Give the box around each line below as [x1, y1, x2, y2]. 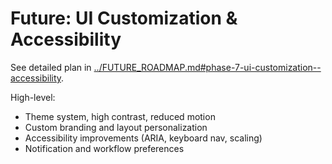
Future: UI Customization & [10, 7, 238, 30]
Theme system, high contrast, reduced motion [24, 110, 216, 122]
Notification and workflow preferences [24, 142, 185, 154]
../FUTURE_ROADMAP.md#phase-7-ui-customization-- [93, 61, 322, 73]
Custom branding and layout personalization [24, 121, 208, 133]
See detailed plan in [10, 61, 92, 73]
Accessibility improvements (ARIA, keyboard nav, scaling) [24, 132, 263, 144]
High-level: [10, 91, 56, 103]
